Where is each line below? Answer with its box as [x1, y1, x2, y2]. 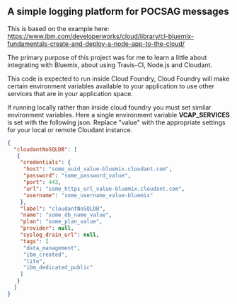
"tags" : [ [20, 238, 50, 245]
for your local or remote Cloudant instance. [7, 125, 133, 134]
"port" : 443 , [23, 179, 62, 186]
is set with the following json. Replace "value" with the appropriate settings [7, 118, 226, 127]
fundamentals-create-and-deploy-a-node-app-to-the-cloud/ [7, 39, 185, 48]
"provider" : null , [20, 225, 74, 232]
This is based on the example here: [7, 24, 110, 33]
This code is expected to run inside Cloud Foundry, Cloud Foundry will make [7, 74, 230, 83]
